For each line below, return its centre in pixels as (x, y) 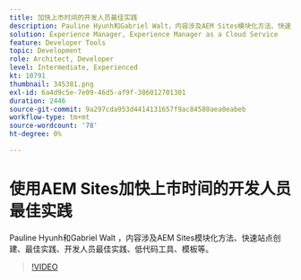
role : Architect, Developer (62, 59)
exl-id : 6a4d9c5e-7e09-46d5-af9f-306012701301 (98, 92)
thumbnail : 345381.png (52, 84)
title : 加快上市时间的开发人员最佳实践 (73, 17)
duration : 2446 (38, 101)
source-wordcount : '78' (54, 126)
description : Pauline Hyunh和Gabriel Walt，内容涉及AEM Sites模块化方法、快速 (150, 26)
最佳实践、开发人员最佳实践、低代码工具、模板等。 (119, 249)
